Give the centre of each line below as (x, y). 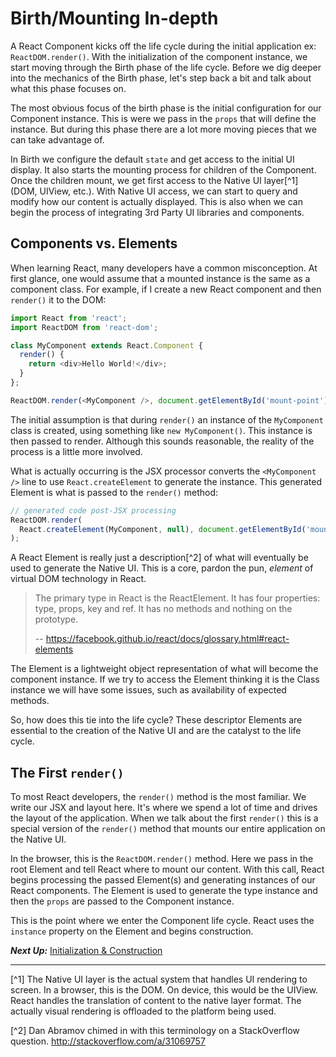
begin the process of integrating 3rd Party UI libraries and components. (157, 212)
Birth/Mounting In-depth (114, 18)
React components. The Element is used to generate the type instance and (164, 891)
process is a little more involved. (76, 451)
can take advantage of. (57, 139)
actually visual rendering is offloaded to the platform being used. (143, 1011)
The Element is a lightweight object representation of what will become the (164, 669)
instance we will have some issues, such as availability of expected (148, 690)
